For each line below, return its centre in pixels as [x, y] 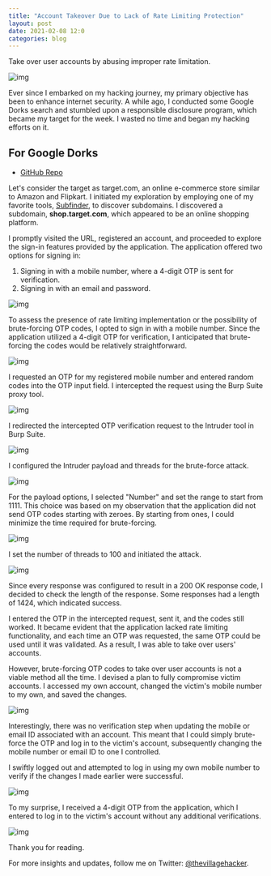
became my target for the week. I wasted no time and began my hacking [129, 119]
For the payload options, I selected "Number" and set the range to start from [136, 497]
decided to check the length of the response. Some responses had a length [134, 594]
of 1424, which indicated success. [65, 603]
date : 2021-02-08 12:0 [47, 31]
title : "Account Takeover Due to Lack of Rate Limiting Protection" [126, 16]
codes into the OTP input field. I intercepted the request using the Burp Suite [136, 386]
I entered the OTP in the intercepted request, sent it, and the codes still [126, 619]
